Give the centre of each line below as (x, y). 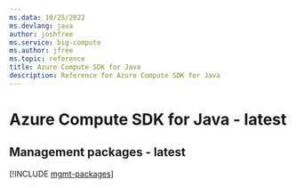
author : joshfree (41, 34)
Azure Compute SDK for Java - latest (148, 119)
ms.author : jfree (41, 51)
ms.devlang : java (41, 26)
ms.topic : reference (48, 59)
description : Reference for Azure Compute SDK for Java (115, 76)
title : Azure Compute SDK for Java (75, 68)
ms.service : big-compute (55, 42)
